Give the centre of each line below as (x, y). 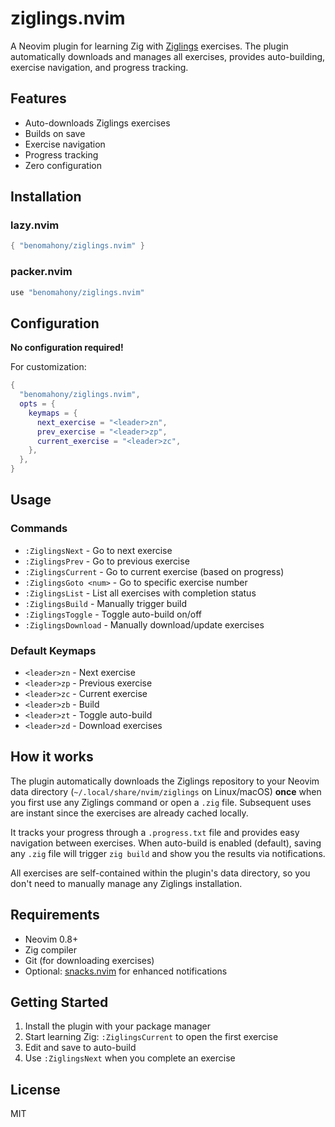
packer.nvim (41, 272)
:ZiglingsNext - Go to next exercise (98, 550)
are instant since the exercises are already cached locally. (129, 813)
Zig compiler (50, 949)
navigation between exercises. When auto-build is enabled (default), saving (166, 843)
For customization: (48, 367)
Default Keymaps (53, 650)
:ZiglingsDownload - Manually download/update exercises (144, 624)
